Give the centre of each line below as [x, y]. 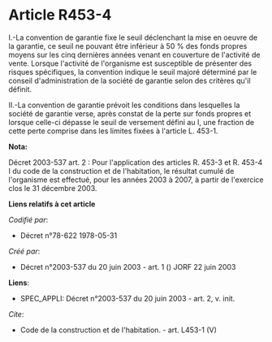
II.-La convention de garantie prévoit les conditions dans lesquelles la [124, 105]
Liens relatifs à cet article [52, 204]
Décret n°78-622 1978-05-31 [69, 235]
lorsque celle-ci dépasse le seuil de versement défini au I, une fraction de [131, 122]
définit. [20, 89]
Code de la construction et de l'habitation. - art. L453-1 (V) [118, 330]
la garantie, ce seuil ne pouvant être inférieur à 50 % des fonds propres [128, 45]
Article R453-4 [60, 15]
